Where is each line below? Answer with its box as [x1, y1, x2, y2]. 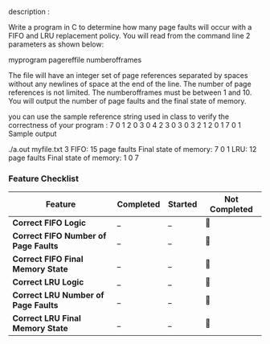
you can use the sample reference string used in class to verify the [8, 112, 230, 121]
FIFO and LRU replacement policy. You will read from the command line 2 [8, 31, 251, 40]
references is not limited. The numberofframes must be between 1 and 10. [8, 88, 252, 97]
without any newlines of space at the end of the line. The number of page [8, 80, 252, 88]
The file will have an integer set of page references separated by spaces [8, 71, 248, 80]
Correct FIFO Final [12, 253, 84, 264]
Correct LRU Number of [12, 289, 104, 301]
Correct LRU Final [12, 313, 82, 324]
